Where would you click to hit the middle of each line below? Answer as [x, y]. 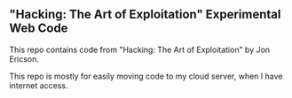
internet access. [39, 85]
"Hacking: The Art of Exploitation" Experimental [145, 15]
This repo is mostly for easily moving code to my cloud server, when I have [146, 76]
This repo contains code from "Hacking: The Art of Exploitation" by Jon [140, 49]
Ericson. [24, 59]
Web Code [39, 29]
